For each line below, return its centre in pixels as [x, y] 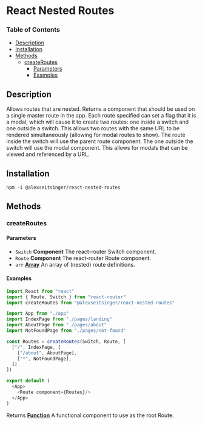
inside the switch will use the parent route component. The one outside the [100, 141]
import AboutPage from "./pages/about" [57, 325]
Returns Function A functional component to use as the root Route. [90, 415]
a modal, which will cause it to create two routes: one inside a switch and [98, 122]
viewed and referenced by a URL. [48, 154]
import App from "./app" [38, 314]
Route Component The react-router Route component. [83, 258]
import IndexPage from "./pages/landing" [59, 319]
